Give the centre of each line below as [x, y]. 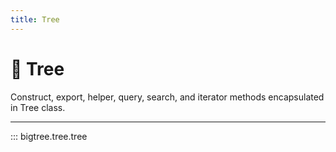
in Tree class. [38, 107]
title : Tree [35, 19]
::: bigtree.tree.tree [49, 136]
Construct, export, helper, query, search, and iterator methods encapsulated [167, 97]
